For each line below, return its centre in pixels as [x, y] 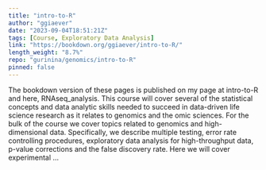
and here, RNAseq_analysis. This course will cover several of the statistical [131, 98]
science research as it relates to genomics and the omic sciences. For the [129, 115]
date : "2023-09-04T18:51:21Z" [58, 30]
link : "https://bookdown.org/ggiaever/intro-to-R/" [95, 45]
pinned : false [32, 68]
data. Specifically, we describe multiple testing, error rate [143, 132]
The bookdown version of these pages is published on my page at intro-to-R [133, 90]
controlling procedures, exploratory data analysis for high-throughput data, [131, 141]
